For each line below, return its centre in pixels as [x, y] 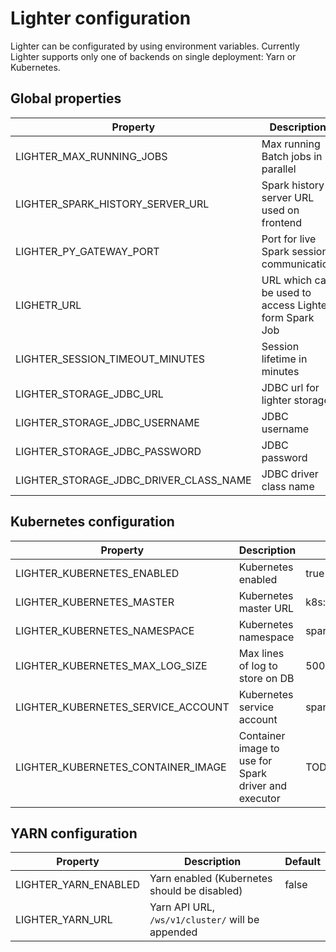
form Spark [288, 317]
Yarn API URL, [182, 907]
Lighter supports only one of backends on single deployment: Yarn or [153, 56]
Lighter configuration [101, 18]
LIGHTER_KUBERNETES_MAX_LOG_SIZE [111, 665]
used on [280, 210]
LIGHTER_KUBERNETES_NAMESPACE [105, 630]
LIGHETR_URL [48, 305]
